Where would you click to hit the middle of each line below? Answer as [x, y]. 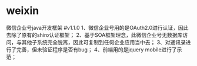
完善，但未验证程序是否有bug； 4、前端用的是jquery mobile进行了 [97, 49]
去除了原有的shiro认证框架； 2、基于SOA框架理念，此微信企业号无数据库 [94, 35]
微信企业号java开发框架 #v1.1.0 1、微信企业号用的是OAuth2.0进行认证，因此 [97, 27]
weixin [23, 11]
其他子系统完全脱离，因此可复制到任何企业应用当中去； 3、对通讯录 [104, 42]
